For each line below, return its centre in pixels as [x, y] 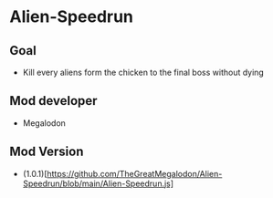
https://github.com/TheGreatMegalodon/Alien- [135, 173]
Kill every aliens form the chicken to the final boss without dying [143, 72]
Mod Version [47, 152]
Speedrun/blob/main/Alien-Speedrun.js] [98, 183]
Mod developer [53, 101]
